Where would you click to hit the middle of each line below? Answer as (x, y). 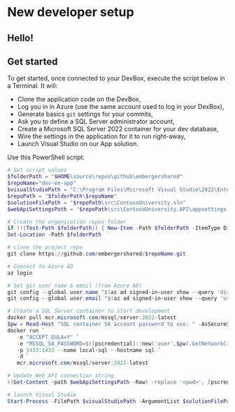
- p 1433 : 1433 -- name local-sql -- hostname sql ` (88, 350)
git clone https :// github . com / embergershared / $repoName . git (97, 254)
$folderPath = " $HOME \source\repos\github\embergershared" (95, 177)
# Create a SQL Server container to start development (89, 311)
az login (20, 273)
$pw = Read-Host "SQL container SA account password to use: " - (104, 324)
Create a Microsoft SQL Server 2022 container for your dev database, (118, 129)
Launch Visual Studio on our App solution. (78, 144)
